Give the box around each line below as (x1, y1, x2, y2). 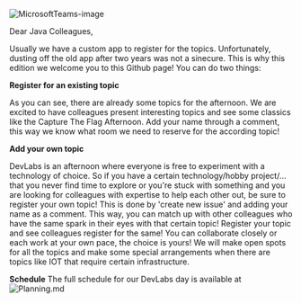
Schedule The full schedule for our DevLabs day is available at (9, 274, 242, 284)
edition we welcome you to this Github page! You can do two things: (9, 63, 261, 73)
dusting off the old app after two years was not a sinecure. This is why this (9, 53, 286, 63)
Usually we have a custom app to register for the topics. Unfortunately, (9, 43, 271, 54)
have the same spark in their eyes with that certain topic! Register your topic (9, 218, 292, 228)
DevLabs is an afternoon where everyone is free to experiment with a (9, 161, 265, 171)
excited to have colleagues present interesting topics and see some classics (9, 107, 291, 117)
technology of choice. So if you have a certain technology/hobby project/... (9, 171, 287, 181)
